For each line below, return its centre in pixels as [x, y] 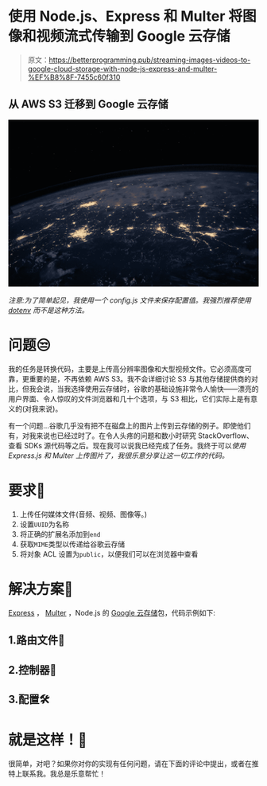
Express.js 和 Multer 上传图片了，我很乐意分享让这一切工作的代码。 [118, 456]
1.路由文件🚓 [37, 641]
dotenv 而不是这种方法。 [48, 310]
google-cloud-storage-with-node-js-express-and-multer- [122, 68]
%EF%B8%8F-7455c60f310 [74, 77]
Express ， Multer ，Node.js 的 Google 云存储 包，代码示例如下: [112, 612]
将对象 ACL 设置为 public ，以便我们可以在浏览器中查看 [109, 553]
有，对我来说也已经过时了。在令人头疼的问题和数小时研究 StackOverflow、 [131, 436]
